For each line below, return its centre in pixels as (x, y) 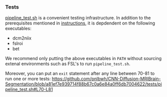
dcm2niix (22, 38)
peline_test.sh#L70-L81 (29, 89)
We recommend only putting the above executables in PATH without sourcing (83, 58)
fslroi (18, 43)
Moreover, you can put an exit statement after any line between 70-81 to (80, 73)
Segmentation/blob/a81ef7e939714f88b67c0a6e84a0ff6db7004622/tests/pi (83, 84)
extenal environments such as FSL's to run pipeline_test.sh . (68, 64)
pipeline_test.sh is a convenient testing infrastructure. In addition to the (78, 18)
